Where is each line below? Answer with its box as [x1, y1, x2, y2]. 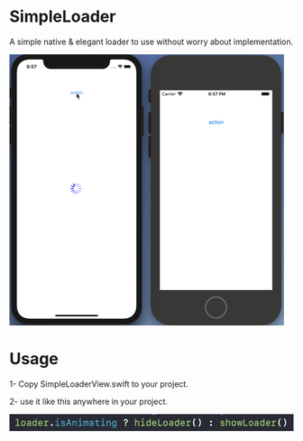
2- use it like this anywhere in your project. [9, 396, 169, 407]
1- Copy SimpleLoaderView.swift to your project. [9, 378, 189, 389]
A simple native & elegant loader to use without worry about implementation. [9, 36, 294, 47]
